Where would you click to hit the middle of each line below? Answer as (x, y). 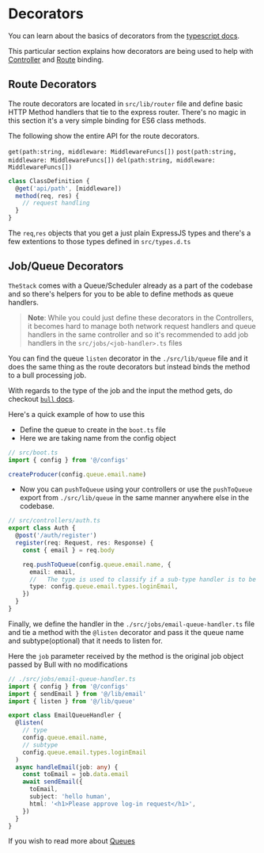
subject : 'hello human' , (70, 797)
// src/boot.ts (33, 453)
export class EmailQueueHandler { (65, 715)
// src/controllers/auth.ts (55, 521)
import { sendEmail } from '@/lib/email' (77, 694)
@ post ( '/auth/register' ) (56, 536)
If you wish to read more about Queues (72, 841)
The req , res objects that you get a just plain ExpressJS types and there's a (130, 233)
